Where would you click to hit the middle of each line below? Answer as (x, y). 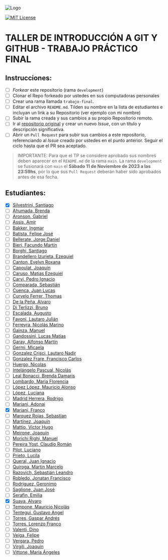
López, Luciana (28, 393)
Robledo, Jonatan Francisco (41, 478)
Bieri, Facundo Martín (35, 245)
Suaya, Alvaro (27, 501)
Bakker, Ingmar (28, 228)
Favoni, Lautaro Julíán (35, 319)
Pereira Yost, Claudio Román (42, 444)
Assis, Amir (24, 222)
